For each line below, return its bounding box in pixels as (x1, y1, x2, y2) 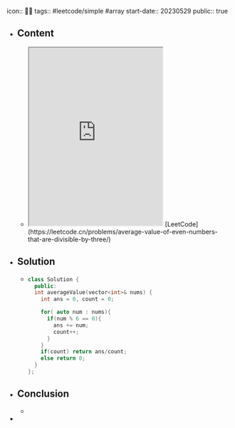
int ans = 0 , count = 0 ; (41, 296, 115, 303)
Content (16, 27, 55, 39)
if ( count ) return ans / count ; (41, 348, 127, 355)
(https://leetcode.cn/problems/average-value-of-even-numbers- (27, 227, 218, 236)
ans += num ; (53, 321, 89, 329)
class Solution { (27, 276, 80, 283)
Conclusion (16, 388, 69, 400)
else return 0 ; (41, 355, 86, 362)
